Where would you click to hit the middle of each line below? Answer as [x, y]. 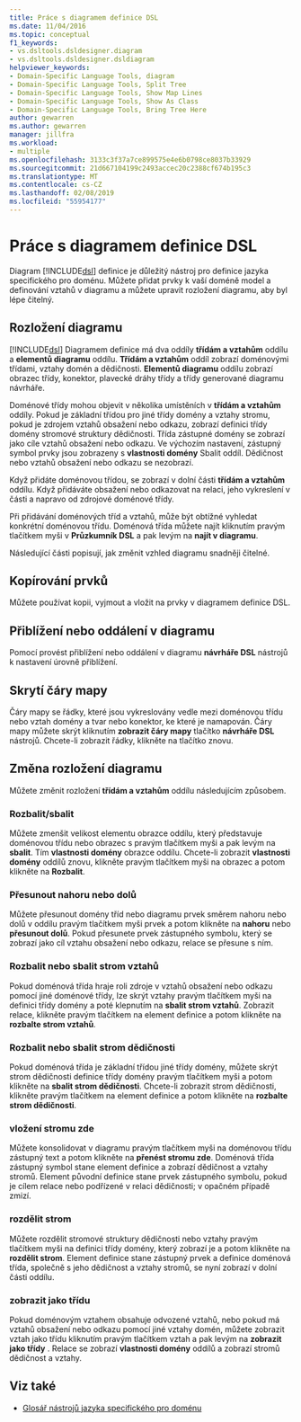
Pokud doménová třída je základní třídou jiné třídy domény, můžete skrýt [144, 1067]
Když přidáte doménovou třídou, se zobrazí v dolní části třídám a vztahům [147, 480]
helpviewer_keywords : [50, 68]
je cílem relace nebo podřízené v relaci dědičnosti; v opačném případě [140, 1186]
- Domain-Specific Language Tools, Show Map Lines [106, 93]
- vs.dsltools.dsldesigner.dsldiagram [82, 59]
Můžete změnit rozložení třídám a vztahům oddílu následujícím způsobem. [148, 790]
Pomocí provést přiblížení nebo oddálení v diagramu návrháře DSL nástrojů [149, 653]
